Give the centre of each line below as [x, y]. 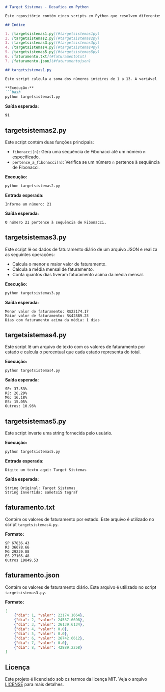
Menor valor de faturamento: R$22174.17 [47, 311]
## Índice [15, 25]
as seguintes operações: [30, 254]
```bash [13, 92]
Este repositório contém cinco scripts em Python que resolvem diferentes [83, 16]
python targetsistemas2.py [33, 186]
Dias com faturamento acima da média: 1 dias [52, 320]
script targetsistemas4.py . [32, 524]
